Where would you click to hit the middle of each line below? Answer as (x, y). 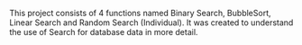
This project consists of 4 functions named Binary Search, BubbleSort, (140, 13)
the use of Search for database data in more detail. (104, 32)
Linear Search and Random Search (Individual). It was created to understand (151, 22)
